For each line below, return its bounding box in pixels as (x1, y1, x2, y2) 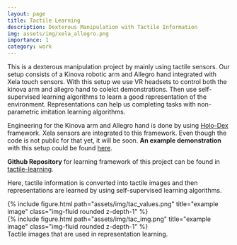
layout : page (7, 10, 46, 18)
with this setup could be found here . (7, 144, 113, 152)
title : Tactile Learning (7, 17, 81, 24)
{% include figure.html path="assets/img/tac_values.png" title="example (7, 200, 219, 208)
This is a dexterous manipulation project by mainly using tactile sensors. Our (7, 63, 230, 71)
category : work (7, 43, 52, 50)
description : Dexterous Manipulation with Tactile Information (7, 23, 198, 30)
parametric (7, 107, 40, 116)
